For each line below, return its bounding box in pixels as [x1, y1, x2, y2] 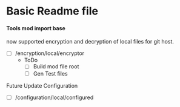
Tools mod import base [6, 24, 65, 31]
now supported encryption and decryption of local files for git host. [6, 38, 175, 45]
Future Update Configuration [6, 82, 78, 89]
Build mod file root [33, 63, 79, 70]
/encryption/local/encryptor [15, 50, 85, 57]
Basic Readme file [6, 4, 99, 18]
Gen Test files [33, 70, 68, 77]
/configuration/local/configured [15, 94, 94, 101]
